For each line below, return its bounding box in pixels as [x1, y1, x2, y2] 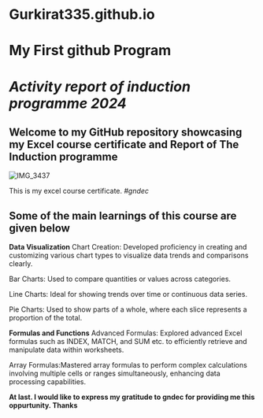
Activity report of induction [9, 77, 191, 95]
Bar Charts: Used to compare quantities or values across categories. [9, 274, 232, 284]
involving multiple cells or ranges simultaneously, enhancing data [9, 368, 221, 379]
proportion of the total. [9, 313, 83, 323]
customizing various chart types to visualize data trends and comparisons [9, 250, 249, 261]
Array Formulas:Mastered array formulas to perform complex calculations [9, 361, 247, 370]
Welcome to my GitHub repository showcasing [9, 125, 243, 139]
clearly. [9, 259, 33, 268]
